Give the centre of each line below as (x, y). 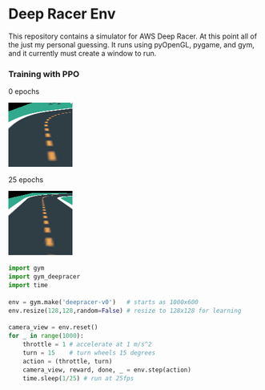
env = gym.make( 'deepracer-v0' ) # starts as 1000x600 (103, 302)
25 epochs (26, 180)
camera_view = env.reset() (53, 327)
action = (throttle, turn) (68, 361)
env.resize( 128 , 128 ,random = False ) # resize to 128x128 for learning (125, 311)
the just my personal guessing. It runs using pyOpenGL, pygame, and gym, (131, 44)
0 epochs (24, 91)
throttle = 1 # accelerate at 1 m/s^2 (87, 345)
